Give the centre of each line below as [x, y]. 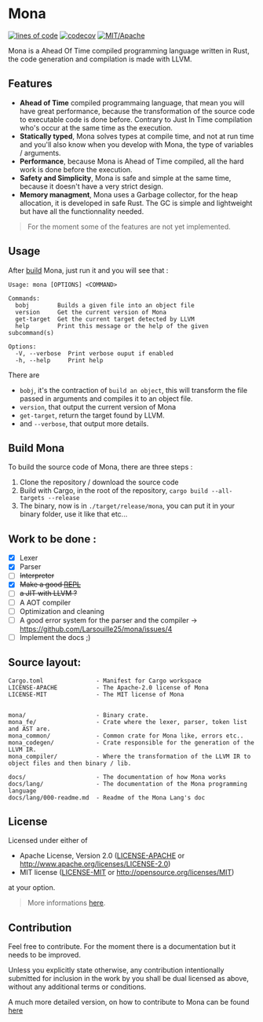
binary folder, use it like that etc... [73, 514]
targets [32, 498]
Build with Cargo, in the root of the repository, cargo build [113, 491]
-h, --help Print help [59, 360]
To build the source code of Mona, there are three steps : [100, 467]
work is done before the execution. [76, 169]
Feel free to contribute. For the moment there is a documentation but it [122, 947]
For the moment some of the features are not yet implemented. [129, 226]
